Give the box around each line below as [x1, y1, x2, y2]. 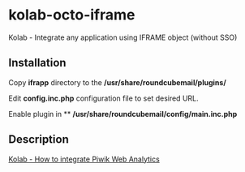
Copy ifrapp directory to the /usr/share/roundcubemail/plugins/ [8, 77, 227, 87]
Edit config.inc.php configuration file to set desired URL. [8, 93, 199, 103]
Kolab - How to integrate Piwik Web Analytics [8, 154, 160, 164]
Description [8, 132, 69, 147]
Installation [8, 56, 67, 70]
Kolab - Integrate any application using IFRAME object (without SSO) [8, 32, 238, 42]
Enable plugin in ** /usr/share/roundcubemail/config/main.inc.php [8, 109, 238, 118]
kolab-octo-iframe [8, 6, 135, 24]
